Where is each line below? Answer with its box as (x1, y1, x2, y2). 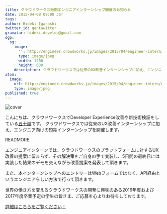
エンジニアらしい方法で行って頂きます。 (13, 176, 96, 182)
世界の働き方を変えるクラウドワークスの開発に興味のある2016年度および (5, 187, 154, 193)
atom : (5, 72, 16, 77)
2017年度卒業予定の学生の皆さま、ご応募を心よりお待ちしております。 (5, 193, 149, 199)
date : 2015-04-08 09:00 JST (5, 12, 64, 17)
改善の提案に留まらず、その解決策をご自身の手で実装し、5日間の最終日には (5, 153, 160, 159)
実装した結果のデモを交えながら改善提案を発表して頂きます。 (5, 160, 131, 166)
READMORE (5, 137, 30, 143)
